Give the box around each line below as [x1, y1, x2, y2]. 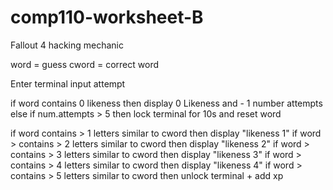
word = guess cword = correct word [10, 58, 159, 70]
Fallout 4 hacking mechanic [10, 39, 124, 51]
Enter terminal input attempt [10, 77, 126, 90]
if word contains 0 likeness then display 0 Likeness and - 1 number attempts [10, 97, 323, 109]
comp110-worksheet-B [10, 6, 204, 29]
